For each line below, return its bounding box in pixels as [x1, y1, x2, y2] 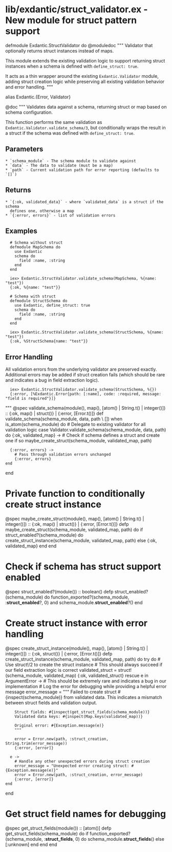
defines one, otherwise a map [10, 208, 74, 214]
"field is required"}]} [5, 396, 56, 401]
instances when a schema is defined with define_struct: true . [5, 63, 139, 69]
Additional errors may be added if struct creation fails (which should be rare [5, 372, 165, 378]
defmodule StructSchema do [10, 299, 68, 304]
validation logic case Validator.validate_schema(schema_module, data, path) [5, 427, 166, 433]
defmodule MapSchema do [10, 245, 60, 250]
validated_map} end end [5, 543, 57, 549]
